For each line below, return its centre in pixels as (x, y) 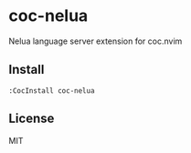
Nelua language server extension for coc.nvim (95, 41)
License (32, 119)
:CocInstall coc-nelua (52, 91)
